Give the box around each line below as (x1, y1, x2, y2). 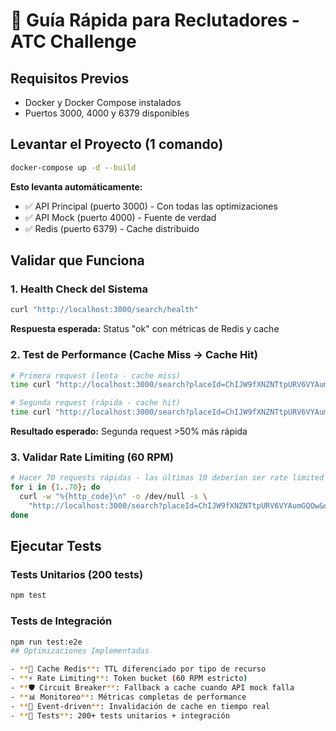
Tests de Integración (10, 614, 113, 628)
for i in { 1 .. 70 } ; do (10, 482, 101, 493)
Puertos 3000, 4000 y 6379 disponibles (24, 107, 190, 119)
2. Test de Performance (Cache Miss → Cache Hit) (10, 348, 258, 362)
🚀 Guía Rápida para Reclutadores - (10, 9, 300, 32)
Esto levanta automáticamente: (10, 180, 143, 193)
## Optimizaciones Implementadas (10, 646, 150, 656)
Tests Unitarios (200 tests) (10, 568, 144, 582)
